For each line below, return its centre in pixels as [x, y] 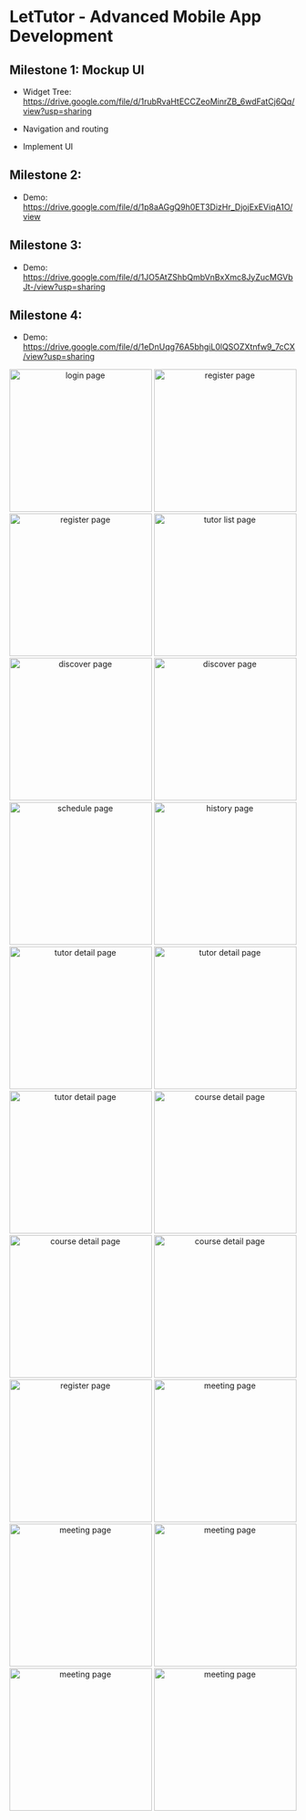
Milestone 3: [46, 245]
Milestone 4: [46, 315]
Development [61, 36]
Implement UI [48, 146]
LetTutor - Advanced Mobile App [136, 17]
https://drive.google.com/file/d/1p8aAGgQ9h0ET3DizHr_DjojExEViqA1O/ [158, 206]
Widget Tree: [47, 92]
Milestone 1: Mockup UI [77, 70]
